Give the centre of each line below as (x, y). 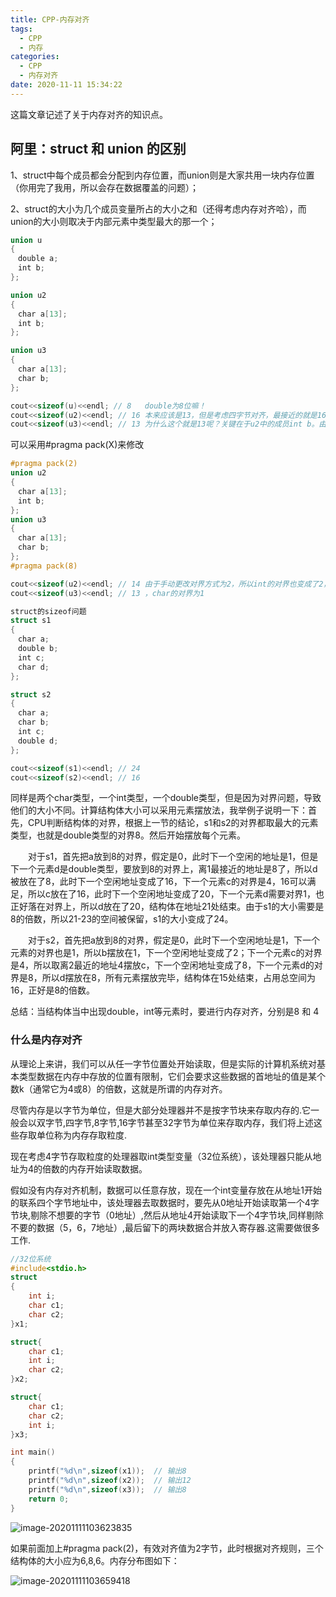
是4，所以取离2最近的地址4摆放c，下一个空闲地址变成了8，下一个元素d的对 (166, 965)
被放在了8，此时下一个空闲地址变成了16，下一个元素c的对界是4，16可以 (159, 882)
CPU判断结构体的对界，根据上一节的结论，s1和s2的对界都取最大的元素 (173, 823)
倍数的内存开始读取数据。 (95, 1168)
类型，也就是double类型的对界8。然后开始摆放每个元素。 (128, 835)
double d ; (38, 741)
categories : (35, 57)
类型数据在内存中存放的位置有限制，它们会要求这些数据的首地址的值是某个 (172, 1076)
